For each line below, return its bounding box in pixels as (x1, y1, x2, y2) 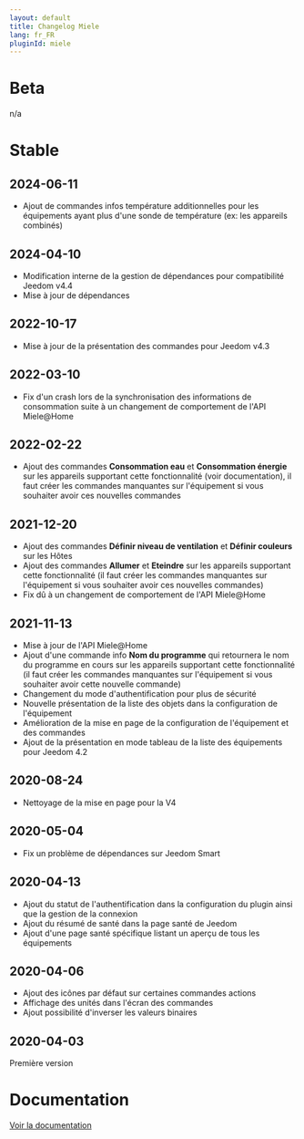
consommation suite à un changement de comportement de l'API (22, 400, 267, 411)
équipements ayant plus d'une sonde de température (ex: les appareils (22, 211, 289, 222)
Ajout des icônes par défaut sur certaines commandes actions (22, 988, 257, 999)
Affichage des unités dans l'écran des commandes (22, 998, 214, 1009)
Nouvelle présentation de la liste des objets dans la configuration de (22, 699, 279, 709)
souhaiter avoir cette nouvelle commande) (22, 678, 182, 689)
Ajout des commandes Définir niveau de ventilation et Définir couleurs (22, 541, 293, 552)
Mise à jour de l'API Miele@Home (22, 640, 148, 651)
